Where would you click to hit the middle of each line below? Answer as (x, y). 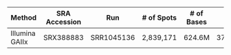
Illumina (23, 33)
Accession (64, 22)
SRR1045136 (113, 38)
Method (24, 18)
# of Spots (159, 18)
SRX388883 (64, 38)
